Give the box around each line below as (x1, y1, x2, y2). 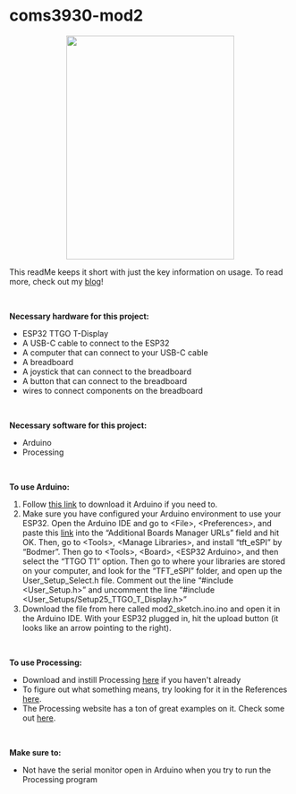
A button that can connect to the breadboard (21, 375, 188, 386)
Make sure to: (9, 747, 62, 757)
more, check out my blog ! (9, 276, 104, 286)
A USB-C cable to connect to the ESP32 (21, 337, 170, 348)
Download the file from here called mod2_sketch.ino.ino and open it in (21, 603, 281, 614)
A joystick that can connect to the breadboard (21, 366, 192, 377)
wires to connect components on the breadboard (21, 385, 204, 396)
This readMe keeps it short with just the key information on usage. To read (9, 266, 283, 277)
